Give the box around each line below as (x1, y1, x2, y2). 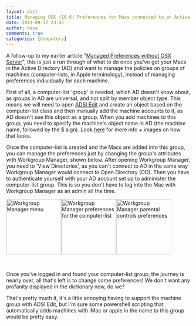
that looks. (6, 132, 32, 139)
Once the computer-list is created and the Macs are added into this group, (6, 144, 186, 151)
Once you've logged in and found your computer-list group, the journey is (6, 271, 184, 277)
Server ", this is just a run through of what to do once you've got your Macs (6, 58, 187, 65)
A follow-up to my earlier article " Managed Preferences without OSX (6, 52, 172, 59)
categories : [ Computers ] (6, 36, 67, 42)
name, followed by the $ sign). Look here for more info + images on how (6, 126, 181, 133)
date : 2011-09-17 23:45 (6, 19, 65, 25)
